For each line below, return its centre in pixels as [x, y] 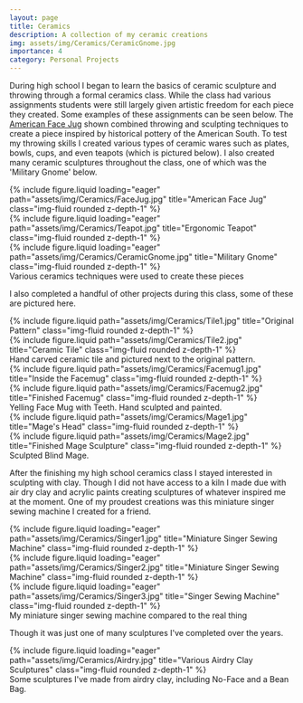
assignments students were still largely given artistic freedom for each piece [151, 104]
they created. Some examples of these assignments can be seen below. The [151, 114]
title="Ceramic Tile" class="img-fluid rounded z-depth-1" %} [123, 350]
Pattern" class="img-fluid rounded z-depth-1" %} [102, 330]
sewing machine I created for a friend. [80, 511]
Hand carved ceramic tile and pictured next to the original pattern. [133, 359]
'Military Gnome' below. [53, 172]
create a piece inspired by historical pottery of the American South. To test [148, 133]
